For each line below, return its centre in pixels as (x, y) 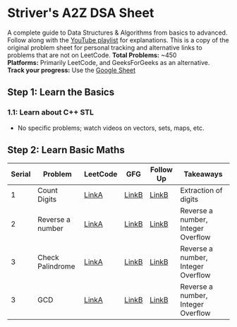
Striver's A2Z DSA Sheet (81, 13)
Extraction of (201, 191)
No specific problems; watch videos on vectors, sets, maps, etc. (111, 128)
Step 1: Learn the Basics (61, 92)
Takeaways (203, 174)
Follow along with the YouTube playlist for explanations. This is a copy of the (118, 40)
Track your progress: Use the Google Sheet (72, 70)
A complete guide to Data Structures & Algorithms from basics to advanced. (117, 32)
